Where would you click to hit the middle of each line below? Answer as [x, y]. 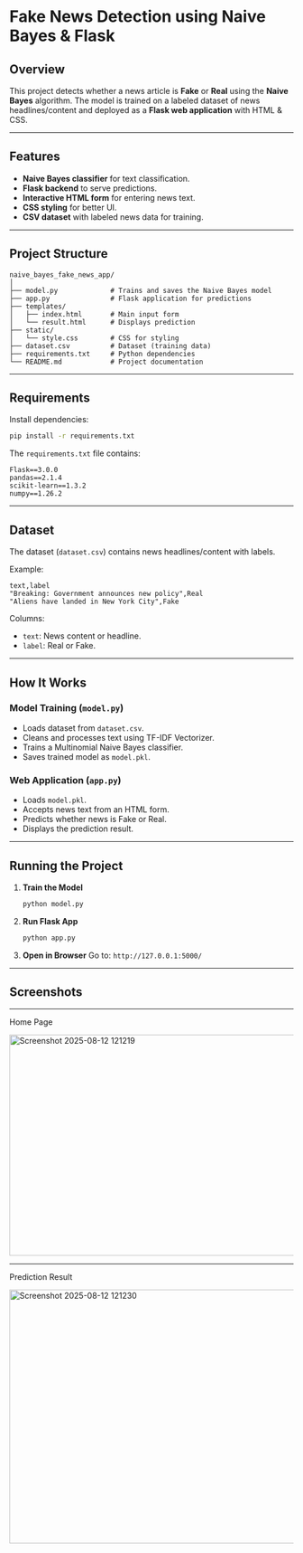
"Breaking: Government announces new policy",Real [106, 594]
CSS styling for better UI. [69, 207]
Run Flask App [50, 921]
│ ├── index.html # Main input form [94, 314]
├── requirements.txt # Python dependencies [102, 354]
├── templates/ [38, 306]
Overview [37, 69]
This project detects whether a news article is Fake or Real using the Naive [149, 91]
